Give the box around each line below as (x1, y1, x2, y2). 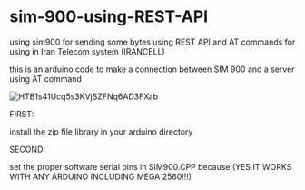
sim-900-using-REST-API (9, 6, 209, 27)
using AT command (9, 73, 82, 84)
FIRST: (9, 108, 34, 119)
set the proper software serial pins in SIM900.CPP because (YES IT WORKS (9, 161, 292, 172)
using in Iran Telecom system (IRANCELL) (9, 45, 165, 56)
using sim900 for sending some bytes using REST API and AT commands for (9, 36, 296, 47)
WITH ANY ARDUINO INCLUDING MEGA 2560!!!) (9, 171, 192, 182)
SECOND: (9, 144, 46, 155)
